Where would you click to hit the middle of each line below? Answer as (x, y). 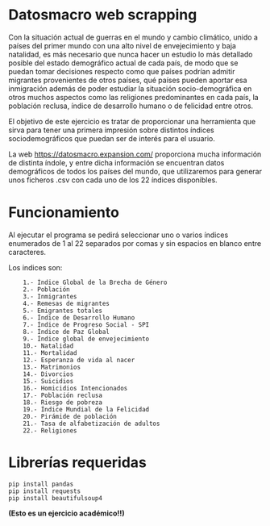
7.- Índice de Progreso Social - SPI (86, 324)
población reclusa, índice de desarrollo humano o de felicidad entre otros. (131, 106)
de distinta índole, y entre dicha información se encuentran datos (116, 162)
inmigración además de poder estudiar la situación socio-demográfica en (130, 88)
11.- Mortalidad (50, 353)
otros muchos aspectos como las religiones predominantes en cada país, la (134, 97)
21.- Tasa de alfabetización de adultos (91, 424)
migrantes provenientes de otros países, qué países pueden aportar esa (128, 80)
